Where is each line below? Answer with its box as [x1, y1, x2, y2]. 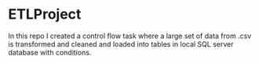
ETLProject [8, 5, 82, 23]
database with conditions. [8, 47, 92, 57]
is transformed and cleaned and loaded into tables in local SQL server [8, 39, 234, 48]
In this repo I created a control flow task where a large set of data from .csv [8, 31, 252, 40]
